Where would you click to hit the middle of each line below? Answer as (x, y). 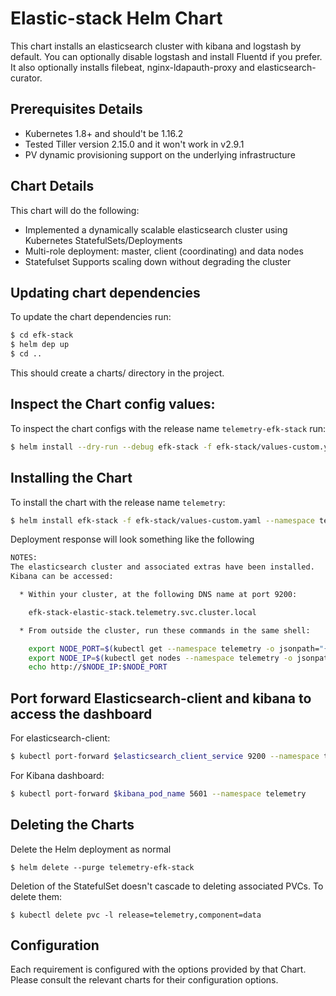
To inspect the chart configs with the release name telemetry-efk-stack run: (168, 428)
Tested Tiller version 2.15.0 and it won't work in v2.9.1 (134, 144)
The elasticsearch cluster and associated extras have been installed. (162, 567)
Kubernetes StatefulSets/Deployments (103, 240)
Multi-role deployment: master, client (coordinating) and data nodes (164, 251)
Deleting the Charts (72, 825)
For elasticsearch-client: (60, 738)
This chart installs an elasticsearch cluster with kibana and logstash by (156, 46)
